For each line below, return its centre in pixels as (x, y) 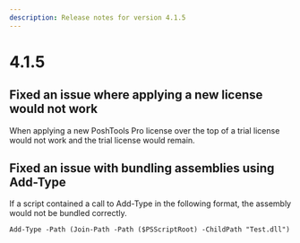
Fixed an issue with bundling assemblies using (142, 168)
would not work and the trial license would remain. (102, 140)
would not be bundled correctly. (68, 213)
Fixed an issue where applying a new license (136, 95)
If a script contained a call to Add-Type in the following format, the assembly (150, 204)
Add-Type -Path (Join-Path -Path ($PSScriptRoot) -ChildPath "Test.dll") (150, 230)
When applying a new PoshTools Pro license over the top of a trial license (145, 130)
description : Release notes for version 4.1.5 (98, 17)
